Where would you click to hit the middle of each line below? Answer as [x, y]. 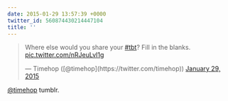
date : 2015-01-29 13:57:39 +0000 [57, 14]
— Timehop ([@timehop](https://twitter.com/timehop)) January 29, [123, 69]
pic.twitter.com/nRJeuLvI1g [64, 55]
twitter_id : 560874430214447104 [55, 21]
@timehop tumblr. [33, 90]
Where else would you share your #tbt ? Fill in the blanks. [108, 48]
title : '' [22, 27]
